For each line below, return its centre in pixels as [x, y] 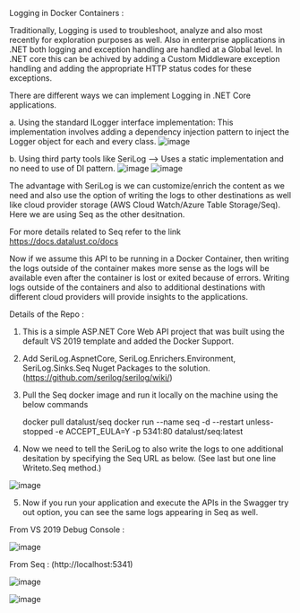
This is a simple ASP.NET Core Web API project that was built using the [153, 332]
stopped [38, 431]
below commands [55, 404]
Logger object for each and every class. [83, 141]
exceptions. [30, 78]
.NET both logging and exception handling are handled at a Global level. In [146, 49]
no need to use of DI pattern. [63, 168]
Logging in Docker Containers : [67, 13]
